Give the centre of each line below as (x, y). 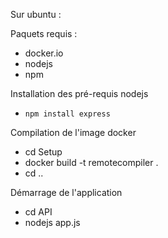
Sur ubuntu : (36, 14)
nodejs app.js (52, 222)
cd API (38, 212)
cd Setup (43, 152)
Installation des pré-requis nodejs (79, 93)
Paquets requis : (44, 33)
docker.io (44, 53)
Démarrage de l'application (66, 192)
